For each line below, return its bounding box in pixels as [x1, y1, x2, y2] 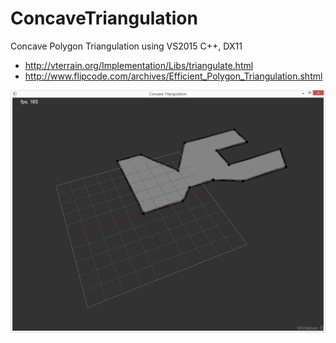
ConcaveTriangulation [10, 7, 198, 30]
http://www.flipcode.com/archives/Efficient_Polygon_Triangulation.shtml [24, 70, 323, 82]
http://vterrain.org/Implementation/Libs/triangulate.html [24, 59, 254, 71]
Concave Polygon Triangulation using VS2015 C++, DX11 [10, 40, 243, 52]
